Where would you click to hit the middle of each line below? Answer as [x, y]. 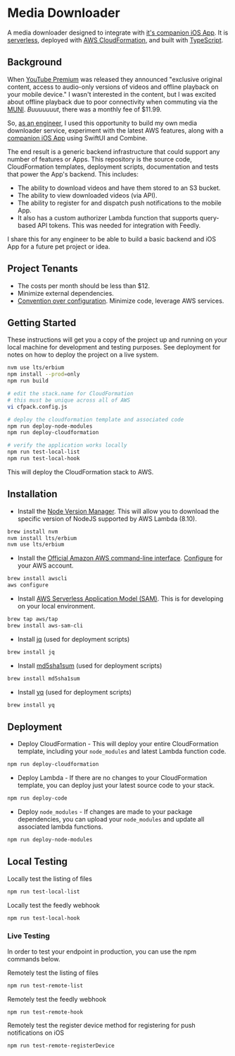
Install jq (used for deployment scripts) [74, 639]
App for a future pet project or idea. [59, 246]
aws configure [28, 585]
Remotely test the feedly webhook [57, 999]
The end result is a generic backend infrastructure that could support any [114, 151]
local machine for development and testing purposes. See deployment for [114, 347]
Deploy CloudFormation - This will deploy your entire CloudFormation [118, 744]
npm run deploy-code [38, 798]
